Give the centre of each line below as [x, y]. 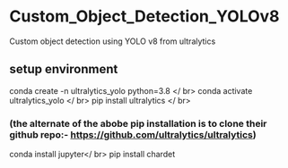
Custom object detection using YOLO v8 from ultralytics [113, 41]
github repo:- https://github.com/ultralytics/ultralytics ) [133, 134]
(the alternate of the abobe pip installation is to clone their [138, 123]
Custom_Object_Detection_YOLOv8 [144, 17]
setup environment [64, 69]
